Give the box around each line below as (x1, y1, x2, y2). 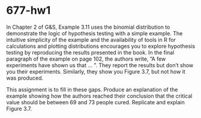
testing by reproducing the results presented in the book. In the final (6, 49, 175, 56)
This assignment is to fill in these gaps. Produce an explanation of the (6, 86, 178, 93)
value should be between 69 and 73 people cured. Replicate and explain (6, 98, 185, 105)
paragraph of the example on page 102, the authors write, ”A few (6, 55, 166, 62)
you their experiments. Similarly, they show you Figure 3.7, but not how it (6, 68, 186, 75)
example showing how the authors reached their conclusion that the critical (6, 92, 193, 99)
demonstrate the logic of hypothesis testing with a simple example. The (6, 29, 183, 37)
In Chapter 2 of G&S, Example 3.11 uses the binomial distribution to (6, 23, 170, 31)
